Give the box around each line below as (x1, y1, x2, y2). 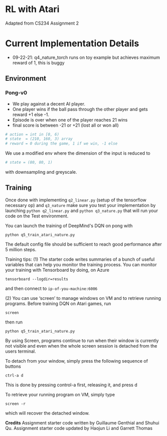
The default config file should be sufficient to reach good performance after (5, 241, 162, 247)
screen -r (5, 401, 26, 406)
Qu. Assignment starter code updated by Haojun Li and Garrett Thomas (5, 425, 153, 431)
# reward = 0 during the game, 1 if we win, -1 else (5, 141, 118, 146)
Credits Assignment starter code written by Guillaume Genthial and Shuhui (5, 419, 159, 425)
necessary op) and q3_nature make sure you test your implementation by (5, 202, 156, 208)
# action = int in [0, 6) (5, 132, 59, 137)
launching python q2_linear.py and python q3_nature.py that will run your (5, 207, 158, 213)
